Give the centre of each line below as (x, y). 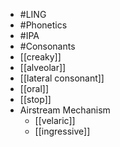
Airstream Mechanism (65, 110)
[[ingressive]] (62, 131)
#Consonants (47, 46)
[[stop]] (35, 99)
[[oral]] (34, 88)
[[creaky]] (40, 57)
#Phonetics (43, 25)
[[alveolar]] (43, 67)
